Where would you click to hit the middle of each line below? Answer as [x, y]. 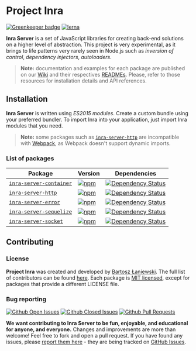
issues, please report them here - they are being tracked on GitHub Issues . [96, 342]
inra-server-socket [36, 221]
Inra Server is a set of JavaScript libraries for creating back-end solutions [95, 38]
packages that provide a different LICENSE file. [63, 284]
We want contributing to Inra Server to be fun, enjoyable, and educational [97, 324]
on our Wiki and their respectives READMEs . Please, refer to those [100, 74]
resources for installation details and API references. [84, 81]
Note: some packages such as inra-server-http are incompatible [100, 137]
